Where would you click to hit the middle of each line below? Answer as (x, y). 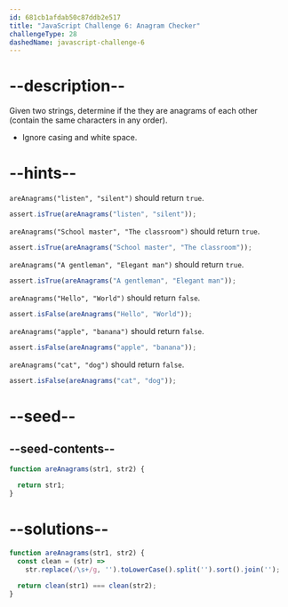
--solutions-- (59, 529)
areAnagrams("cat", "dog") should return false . (97, 364)
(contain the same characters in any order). (88, 120)
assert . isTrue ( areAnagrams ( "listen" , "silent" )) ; (103, 214)
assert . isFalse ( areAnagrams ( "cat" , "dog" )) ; (93, 380)
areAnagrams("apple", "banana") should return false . (107, 331)
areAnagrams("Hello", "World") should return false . (105, 298)
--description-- (68, 86)
